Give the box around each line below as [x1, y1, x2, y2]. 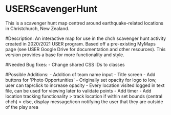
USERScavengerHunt [5, 3, 98, 15]
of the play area [5, 104, 38, 110]
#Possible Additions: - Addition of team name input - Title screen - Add [5, 71, 156, 77]
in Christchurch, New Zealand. [5, 25, 70, 31]
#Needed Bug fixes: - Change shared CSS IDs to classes [5, 61, 125, 67]
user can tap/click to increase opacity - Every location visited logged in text [5, 82, 165, 88]
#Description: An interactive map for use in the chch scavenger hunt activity [5, 35, 166, 41]
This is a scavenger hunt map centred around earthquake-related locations [5, 20, 164, 26]
